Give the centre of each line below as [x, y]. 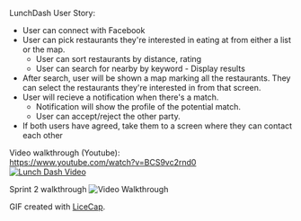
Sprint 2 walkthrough [48, 189]
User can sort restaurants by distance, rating [119, 59]
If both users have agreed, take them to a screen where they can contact [157, 126]
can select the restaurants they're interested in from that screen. [142, 88]
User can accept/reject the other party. [108, 116]
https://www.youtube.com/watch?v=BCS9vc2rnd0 [103, 162]
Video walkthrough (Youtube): [65, 153]
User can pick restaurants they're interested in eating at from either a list [157, 40]
